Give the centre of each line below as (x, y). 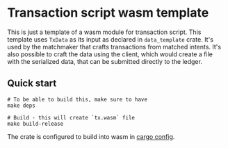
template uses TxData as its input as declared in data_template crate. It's (111, 39)
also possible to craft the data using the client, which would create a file (110, 54)
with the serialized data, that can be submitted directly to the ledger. (105, 61)
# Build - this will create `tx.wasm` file (71, 117)
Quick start (32, 84)
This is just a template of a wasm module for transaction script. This (104, 32)
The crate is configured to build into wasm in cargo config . (91, 136)
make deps (22, 106)
